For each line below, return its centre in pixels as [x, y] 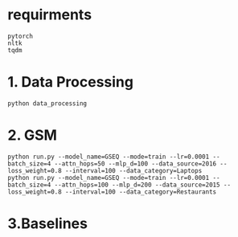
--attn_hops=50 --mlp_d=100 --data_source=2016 [135, 163]
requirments [50, 15]
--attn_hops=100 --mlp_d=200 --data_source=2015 [137, 185]
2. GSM [33, 135]
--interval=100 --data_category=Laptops [133, 170]
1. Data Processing [71, 82]
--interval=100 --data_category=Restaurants [141, 192]
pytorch [21, 36]
